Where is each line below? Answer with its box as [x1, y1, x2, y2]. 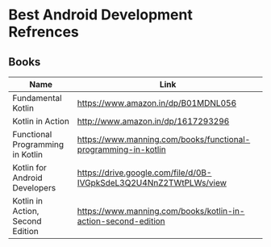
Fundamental [12, 93, 62, 103]
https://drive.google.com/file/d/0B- [77, 167, 212, 178]
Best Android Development [8, 6, 194, 24]
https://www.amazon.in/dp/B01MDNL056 [77, 98, 237, 108]
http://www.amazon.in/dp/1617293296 [77, 115, 230, 127]
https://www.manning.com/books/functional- [77, 134, 251, 144]
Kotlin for [12, 162, 47, 173]
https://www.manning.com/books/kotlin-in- [77, 206, 245, 216]
